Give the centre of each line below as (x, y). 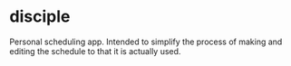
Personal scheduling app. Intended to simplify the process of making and (146, 42)
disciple (40, 17)
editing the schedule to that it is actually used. (95, 51)
